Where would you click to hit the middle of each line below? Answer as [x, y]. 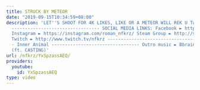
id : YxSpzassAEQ [37, 72]
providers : [20, 61]
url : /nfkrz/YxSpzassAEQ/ [38, 56]
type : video [21, 78]
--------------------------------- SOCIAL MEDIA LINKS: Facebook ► [97, 28]
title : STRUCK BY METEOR [37, 12]
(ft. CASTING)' [30, 50]
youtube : [22, 67]
